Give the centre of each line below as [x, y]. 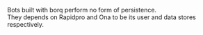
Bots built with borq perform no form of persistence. [82, 10]
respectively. [25, 24]
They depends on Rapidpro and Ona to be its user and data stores [101, 17]
